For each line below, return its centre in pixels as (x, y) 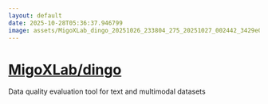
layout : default (35, 15)
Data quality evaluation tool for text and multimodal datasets (107, 91)
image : (19, 30)
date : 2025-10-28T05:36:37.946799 (66, 23)
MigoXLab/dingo (65, 69)
